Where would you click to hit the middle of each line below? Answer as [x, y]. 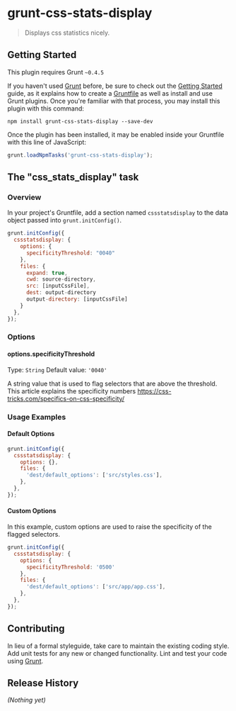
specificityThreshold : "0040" [70, 253]
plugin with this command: [46, 108]
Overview [24, 197]
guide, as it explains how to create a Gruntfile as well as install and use [110, 93]
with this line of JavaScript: [47, 142]
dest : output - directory [61, 293]
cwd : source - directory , [61, 279]
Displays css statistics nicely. [67, 33]
